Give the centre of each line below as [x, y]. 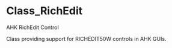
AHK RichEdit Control [32, 27]
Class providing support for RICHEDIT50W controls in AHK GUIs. [86, 39]
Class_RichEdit [45, 11]
